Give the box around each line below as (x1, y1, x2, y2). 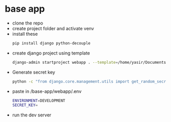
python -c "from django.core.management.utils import (12, 79, 130, 84)
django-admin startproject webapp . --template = (12, 60, 118, 65)
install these (12, 31, 38, 37)
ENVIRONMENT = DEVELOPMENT (12, 98, 66, 103)
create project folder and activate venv (12, 25, 94, 31)
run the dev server (12, 112, 52, 118)
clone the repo (12, 20, 44, 26)
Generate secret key (12, 69, 55, 75)
